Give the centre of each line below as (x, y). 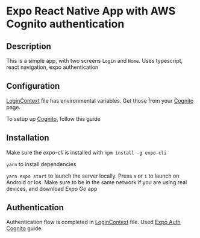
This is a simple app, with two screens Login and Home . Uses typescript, (95, 61)
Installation (28, 138)
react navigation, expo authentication (52, 67)
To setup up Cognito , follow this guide (53, 118)
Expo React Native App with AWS (91, 11)
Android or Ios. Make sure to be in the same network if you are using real (97, 182)
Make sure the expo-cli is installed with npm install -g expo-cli (86, 152)
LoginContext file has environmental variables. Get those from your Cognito (100, 100)
